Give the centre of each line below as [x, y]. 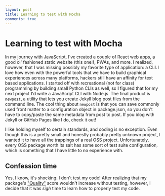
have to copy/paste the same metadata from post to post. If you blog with [80, 115]
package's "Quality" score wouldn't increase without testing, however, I [78, 183]
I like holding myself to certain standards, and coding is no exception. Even [81, 129]
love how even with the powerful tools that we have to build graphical [76, 73]
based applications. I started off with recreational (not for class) [70, 83]
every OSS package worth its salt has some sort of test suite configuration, [82, 145]
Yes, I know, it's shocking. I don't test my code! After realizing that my [76, 178]
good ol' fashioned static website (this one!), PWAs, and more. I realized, [79, 62]
